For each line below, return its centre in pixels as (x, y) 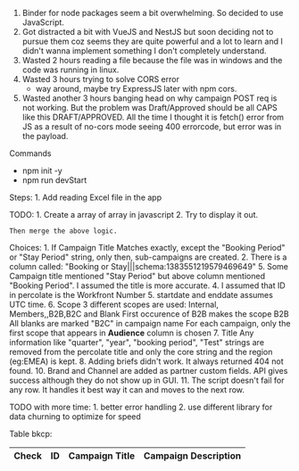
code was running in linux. (71, 70)
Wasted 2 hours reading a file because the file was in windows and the (152, 60)
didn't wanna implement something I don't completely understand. (144, 51)
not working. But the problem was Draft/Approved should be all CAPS (150, 107)
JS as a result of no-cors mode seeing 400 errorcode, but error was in (152, 127)
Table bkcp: (31, 434)
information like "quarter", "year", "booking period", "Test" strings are (137, 342)
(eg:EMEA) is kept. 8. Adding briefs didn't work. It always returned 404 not (146, 361)
